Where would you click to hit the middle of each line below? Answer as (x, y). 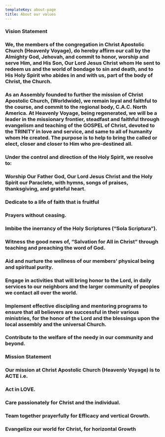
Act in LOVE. (20, 389)
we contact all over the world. (41, 292)
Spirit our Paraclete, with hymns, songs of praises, (67, 183)
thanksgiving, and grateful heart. (46, 189)
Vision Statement (26, 31)
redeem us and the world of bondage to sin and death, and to (79, 69)
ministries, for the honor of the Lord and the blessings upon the (82, 318)
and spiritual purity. (29, 267)
